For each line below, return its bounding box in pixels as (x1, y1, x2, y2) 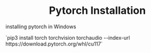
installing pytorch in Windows (5, 23, 76, 30)
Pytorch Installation (48, 4, 146, 17)
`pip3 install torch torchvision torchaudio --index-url (5, 34, 131, 41)
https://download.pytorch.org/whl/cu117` (5, 40, 103, 47)
